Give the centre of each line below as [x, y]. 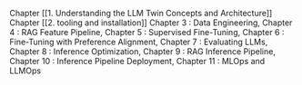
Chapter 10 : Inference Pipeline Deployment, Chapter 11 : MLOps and [137, 61]
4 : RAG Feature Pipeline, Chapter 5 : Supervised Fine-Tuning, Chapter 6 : [147, 32]
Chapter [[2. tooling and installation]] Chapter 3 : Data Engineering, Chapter [151, 23]
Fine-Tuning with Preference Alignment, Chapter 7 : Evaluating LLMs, [139, 42]
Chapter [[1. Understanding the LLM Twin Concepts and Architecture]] [141, 13]
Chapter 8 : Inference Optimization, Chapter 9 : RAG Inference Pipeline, [142, 52]
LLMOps [25, 71]
